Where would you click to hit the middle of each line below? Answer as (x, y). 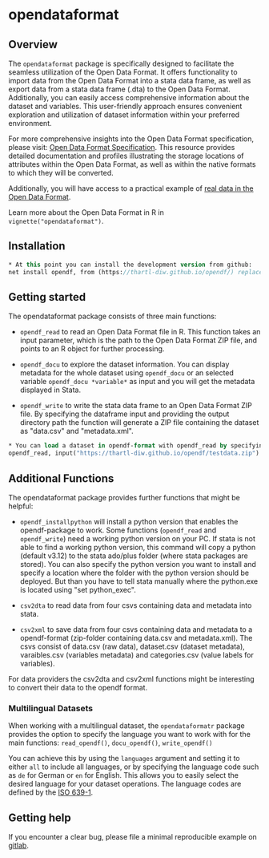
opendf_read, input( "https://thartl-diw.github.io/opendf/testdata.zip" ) (134, 453)
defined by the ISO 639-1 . (51, 792)
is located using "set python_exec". (78, 589)
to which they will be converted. (61, 173)
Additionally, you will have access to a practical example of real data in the (131, 188)
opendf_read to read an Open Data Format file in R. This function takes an (140, 332)
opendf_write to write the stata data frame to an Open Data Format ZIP (136, 406)
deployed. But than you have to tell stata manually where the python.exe (139, 581)
